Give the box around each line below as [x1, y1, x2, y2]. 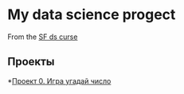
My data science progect [7, 6, 176, 24]
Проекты [7, 55, 55, 69]
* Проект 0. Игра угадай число [7, 76, 112, 85]
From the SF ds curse [7, 32, 78, 41]
